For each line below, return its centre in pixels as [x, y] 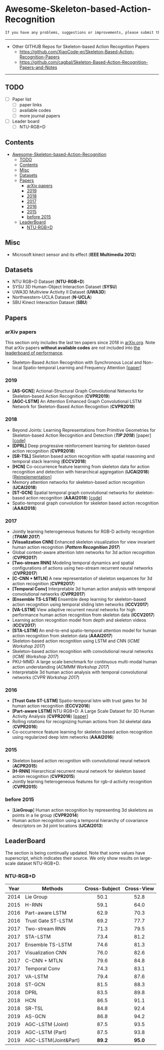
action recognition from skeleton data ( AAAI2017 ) [62, 636]
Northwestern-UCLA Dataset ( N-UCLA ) [52, 297]
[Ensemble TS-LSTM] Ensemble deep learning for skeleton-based [79, 600]
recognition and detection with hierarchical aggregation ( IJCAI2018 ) [81, 472]
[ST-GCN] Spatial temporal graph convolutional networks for [73, 492]
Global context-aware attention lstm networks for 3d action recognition [83, 552]
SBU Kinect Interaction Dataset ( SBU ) [50, 302]
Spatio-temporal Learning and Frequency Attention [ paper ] [82, 368]
